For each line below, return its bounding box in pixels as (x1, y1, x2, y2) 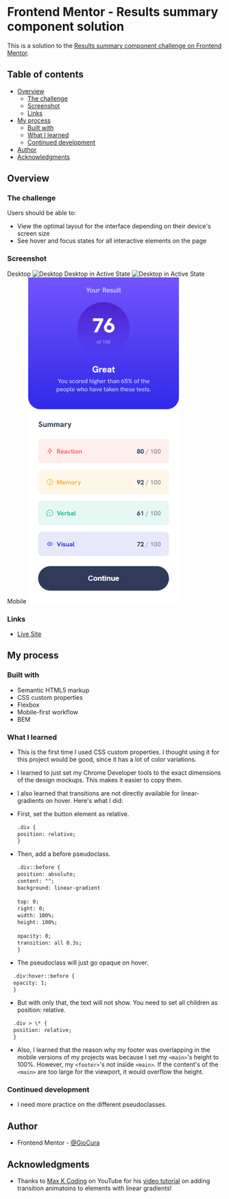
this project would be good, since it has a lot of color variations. (16, 756, 197, 764)
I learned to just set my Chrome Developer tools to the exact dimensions (16, 769, 221, 777)
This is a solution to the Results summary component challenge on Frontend (7, 41, 222, 49)
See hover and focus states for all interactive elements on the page (16, 236, 207, 245)
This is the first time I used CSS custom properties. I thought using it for (16, 748, 219, 756)
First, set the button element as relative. (16, 810, 130, 818)
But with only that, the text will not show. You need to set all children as (16, 998, 218, 1007)
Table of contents (7, 69, 84, 80)
